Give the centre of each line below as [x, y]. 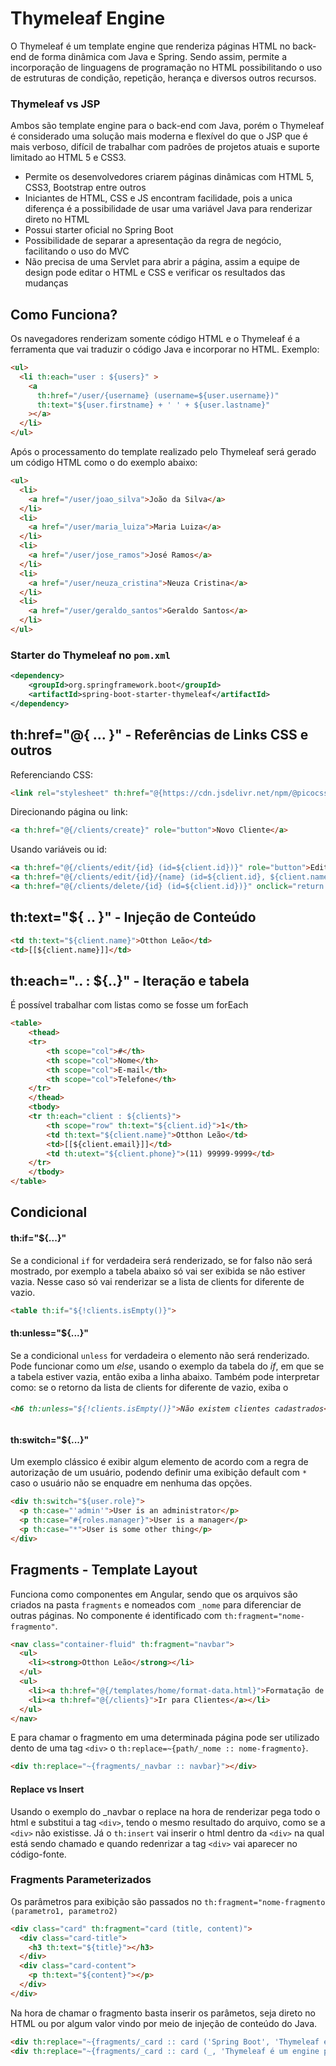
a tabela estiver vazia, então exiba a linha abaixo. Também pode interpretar [165, 1376]
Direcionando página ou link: [69, 812]
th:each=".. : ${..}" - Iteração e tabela [130, 980]
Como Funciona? [64, 314]
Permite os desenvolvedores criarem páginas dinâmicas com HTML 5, [169, 177]
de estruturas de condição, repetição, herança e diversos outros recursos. [163, 78]
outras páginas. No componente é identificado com [116, 1615]
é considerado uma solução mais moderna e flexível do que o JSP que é [159, 136]
